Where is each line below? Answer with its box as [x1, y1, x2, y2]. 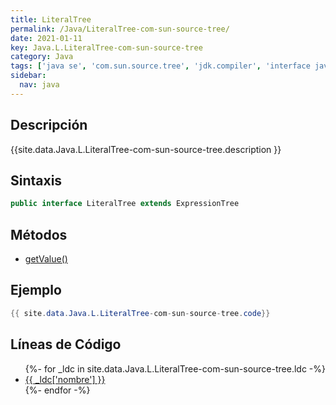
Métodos [10, 226, 68, 243]
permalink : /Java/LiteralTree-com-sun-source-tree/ [10, 24, 230, 34]
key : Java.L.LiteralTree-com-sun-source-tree [10, 42, 203, 53]
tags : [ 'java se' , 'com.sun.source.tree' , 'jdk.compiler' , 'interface [10, 61, 311, 71]
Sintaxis [10, 172, 63, 189]
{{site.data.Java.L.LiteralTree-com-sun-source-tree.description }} [10, 143, 282, 155]
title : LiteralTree [10, 14, 92, 25]
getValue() [24, 253, 68, 265]
